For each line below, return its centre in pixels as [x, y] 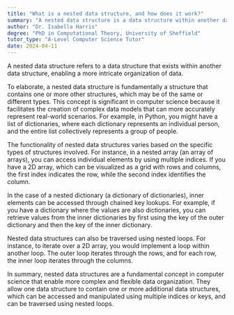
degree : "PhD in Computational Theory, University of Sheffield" [104, 33]
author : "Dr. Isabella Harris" [53, 26]
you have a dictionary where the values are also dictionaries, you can [107, 210]
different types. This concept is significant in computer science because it [114, 101]
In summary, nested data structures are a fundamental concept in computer [116, 274]
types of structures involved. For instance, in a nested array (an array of [110, 152]
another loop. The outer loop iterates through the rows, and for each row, [112, 253]
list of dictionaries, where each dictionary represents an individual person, [114, 124]
